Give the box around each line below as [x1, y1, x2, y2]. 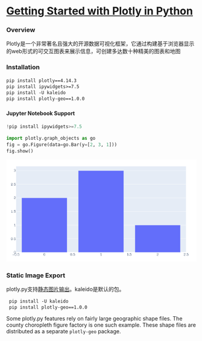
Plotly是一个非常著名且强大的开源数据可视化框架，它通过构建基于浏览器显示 [6, 40, 195, 48]
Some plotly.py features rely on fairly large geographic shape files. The [6, 314, 183, 322]
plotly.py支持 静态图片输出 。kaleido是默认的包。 [6, 285, 125, 293]
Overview [6, 26, 36, 34]
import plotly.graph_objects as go [6, 136, 96, 142]
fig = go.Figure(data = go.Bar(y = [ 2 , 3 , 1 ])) [6, 142, 118, 148]
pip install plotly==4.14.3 [6, 77, 77, 84]
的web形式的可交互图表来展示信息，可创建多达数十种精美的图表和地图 [6, 48, 181, 55]
